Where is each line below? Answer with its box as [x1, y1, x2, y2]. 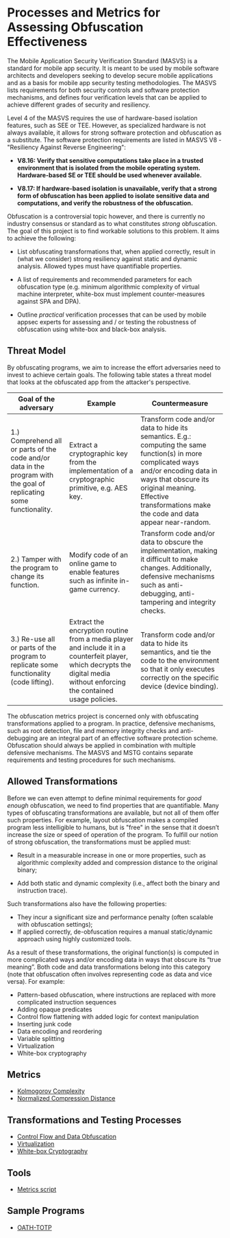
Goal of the [18, 394, 55, 403]
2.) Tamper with [10, 554, 62, 564]
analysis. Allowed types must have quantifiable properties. [16, 262, 182, 270]
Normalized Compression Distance [16, 1094, 116, 1103]
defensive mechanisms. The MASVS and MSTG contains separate [7, 748, 194, 756]
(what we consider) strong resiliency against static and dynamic [16, 254, 198, 262]
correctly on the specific [140, 673, 219, 682]
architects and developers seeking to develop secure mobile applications [7, 71, 214, 80]
